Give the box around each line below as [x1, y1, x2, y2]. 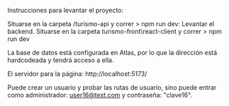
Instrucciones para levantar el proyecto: [7, 6, 124, 14]
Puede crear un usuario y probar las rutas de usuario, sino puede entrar [7, 83, 217, 91]
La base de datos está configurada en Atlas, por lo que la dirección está [7, 49, 218, 57]
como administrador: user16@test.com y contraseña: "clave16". [7, 91, 193, 99]
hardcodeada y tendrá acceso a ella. [7, 56, 114, 64]
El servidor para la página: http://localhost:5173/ [7, 70, 147, 78]
